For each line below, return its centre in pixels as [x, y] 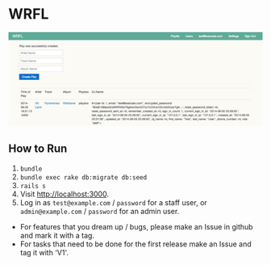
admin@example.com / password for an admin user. [100, 211]
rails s [33, 186]
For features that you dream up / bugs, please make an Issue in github [136, 226]
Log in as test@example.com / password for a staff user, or [113, 202]
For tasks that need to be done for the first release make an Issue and [135, 244]
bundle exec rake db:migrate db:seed [83, 177]
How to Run [38, 149]
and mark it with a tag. [57, 235]
